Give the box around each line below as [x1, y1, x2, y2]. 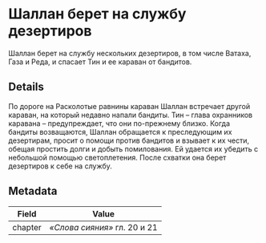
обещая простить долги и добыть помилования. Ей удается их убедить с [8, 144, 259, 153]
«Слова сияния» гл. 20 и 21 [49, 221, 158, 233]
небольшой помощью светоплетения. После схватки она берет [8, 152, 227, 162]
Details [8, 80, 44, 94]
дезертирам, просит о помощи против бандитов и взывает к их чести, [8, 136, 250, 145]
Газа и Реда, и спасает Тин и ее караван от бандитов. [8, 57, 192, 67]
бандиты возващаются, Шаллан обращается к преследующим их [8, 127, 232, 136]
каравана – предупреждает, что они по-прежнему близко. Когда [8, 118, 231, 128]
